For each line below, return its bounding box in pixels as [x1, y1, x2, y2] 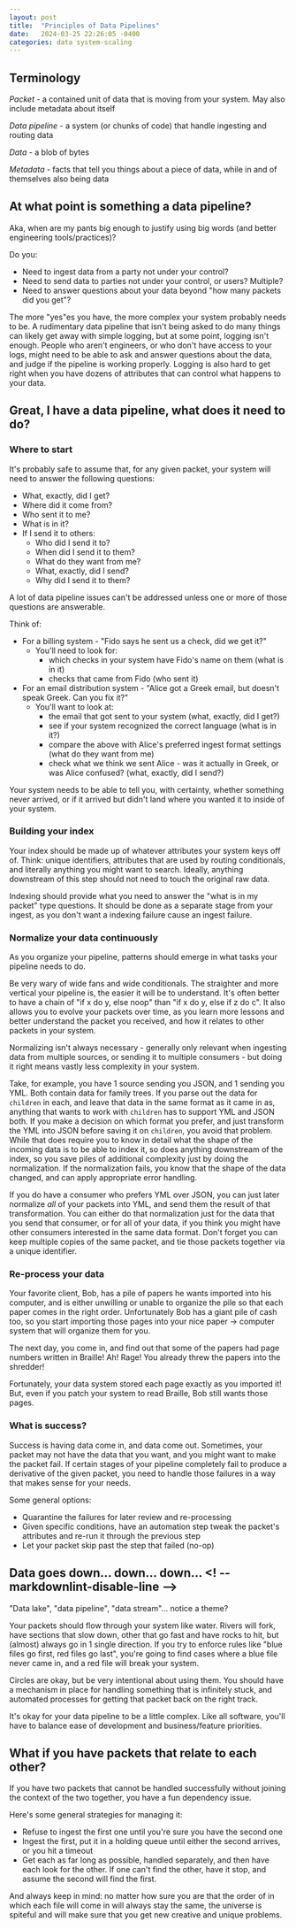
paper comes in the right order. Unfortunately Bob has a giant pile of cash [9, 1307, 277, 1318]
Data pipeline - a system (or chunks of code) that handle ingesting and [9, 120, 267, 131]
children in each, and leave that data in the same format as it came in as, [9, 1097, 276, 1108]
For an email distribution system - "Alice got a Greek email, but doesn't [21, 682, 280, 693]
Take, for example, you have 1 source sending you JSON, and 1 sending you [9, 1079, 285, 1089]
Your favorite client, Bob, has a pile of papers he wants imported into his [9, 1288, 272, 1299]
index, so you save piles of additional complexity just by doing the [9, 1154, 249, 1164]
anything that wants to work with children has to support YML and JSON [9, 1107, 276, 1118]
